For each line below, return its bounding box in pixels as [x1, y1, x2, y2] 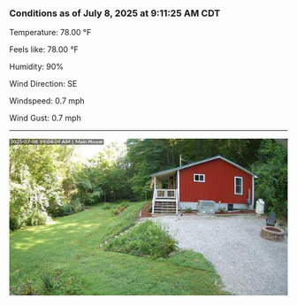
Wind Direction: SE [9, 79, 78, 89]
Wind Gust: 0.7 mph [9, 113, 81, 124]
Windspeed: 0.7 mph [9, 95, 86, 106]
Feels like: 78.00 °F [9, 44, 80, 55]
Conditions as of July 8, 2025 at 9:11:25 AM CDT [9, 7, 221, 19]
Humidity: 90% [9, 61, 65, 72]
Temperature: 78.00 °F [9, 27, 92, 38]
